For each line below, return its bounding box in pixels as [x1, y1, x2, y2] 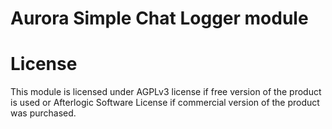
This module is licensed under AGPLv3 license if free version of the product [10, 86, 322, 98]
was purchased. [10, 107, 77, 119]
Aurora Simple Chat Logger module [10, 7, 309, 30]
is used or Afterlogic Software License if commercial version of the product [10, 97, 320, 109]
